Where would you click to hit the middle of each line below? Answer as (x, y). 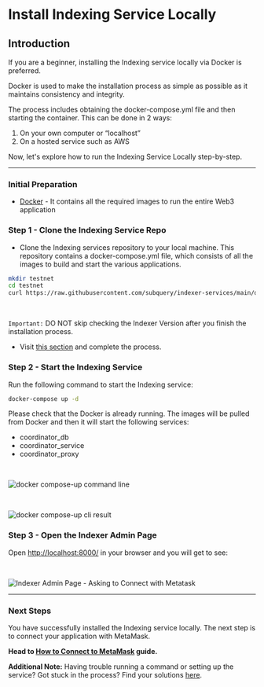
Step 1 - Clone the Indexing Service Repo (87, 230)
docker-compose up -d (44, 399)
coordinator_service (52, 446)
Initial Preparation (43, 184)
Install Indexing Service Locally (112, 15)
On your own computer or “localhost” (80, 133)
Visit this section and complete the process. (90, 347)
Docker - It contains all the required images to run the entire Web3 (126, 201)
